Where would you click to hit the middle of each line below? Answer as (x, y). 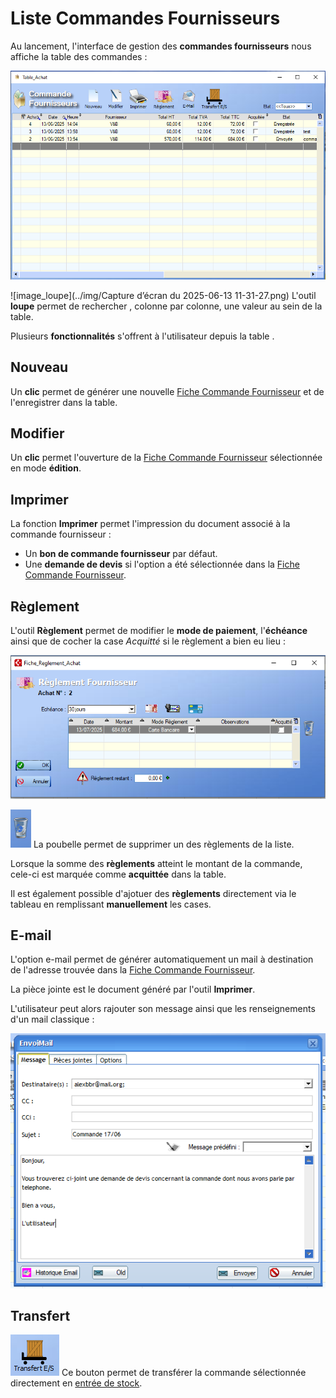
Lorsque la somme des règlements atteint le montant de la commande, (156, 863)
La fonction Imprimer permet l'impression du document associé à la (150, 524)
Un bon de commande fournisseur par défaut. (121, 554)
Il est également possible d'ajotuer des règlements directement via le (153, 893)
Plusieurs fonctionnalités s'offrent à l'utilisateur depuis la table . (142, 336)
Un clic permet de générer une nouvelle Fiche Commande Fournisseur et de (167, 391)
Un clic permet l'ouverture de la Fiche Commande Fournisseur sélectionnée (166, 458)
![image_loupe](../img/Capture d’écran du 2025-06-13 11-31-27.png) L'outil (163, 295)
